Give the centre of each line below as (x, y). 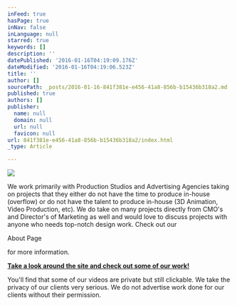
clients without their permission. (54, 295)
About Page (25, 238)
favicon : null (35, 133)
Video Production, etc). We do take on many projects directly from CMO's (115, 209)
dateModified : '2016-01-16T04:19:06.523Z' (71, 67)
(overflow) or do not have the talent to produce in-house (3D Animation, (113, 202)
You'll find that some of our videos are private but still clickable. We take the (119, 280)
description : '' (31, 54)
